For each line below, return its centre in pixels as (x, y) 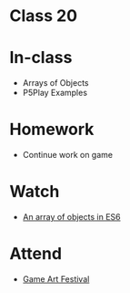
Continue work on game (68, 155)
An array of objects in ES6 (71, 217)
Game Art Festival (56, 278)
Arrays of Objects (55, 83)
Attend (35, 254)
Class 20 (44, 16)
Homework (52, 130)
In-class (41, 58)
